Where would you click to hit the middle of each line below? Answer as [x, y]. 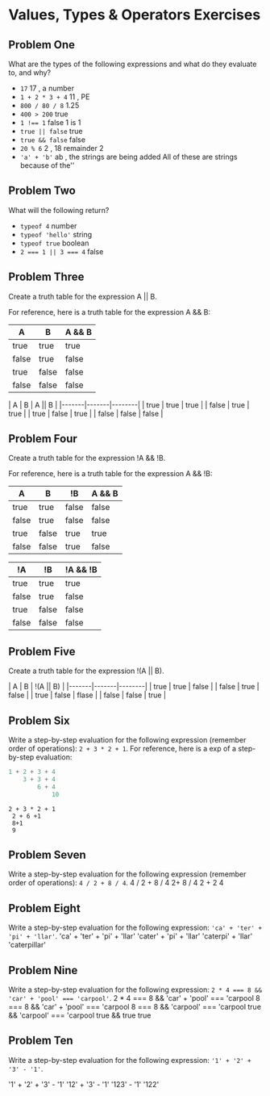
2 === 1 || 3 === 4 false [62, 251]
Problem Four [43, 439]
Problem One [42, 45]
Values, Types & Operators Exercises [135, 15]
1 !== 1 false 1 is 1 [50, 122]
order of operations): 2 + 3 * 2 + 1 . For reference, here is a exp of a [122, 749]
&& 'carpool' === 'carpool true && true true [80, 1015]
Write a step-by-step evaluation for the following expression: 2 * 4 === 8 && [135, 989]
